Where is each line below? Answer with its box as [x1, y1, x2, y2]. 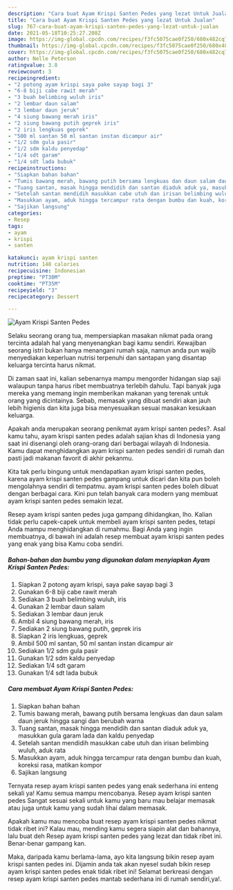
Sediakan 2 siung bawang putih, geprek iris [17, 625, 142, 633]
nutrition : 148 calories [8, 261, 80, 268]
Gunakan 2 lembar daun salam [17, 603, 106, 611]
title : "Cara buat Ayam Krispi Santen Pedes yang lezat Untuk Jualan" [8, 17, 216, 24]
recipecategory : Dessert [8, 293, 80, 300]
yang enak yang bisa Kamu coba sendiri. [8, 540, 124, 548]
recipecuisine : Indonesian [8, 267, 86, 274]
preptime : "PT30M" [8, 274, 61, 281]
